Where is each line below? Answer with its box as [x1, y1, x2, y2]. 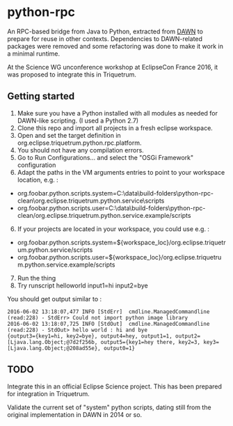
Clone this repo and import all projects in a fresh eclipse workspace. [17, 123, 214, 132]
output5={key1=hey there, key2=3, [100, 338, 200, 345]
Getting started [7, 90, 75, 102]
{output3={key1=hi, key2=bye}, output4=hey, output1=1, [7, 332, 172, 340]
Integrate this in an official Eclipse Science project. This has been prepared [7, 382, 223, 390]
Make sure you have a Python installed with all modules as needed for [17, 109, 218, 117]
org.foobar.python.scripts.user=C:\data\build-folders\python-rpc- [17, 203, 206, 212]
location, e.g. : [17, 175, 58, 184]
